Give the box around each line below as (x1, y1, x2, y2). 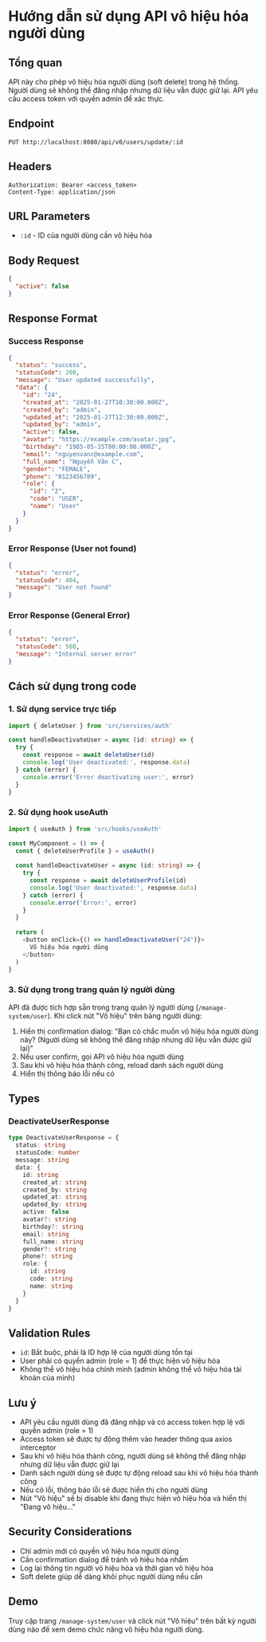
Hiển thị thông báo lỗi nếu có (19, 1069, 115, 1078)
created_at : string (22, 1178, 88, 1187)
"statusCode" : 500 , (15, 643, 80, 651)
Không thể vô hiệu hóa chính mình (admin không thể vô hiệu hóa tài (19, 1364, 242, 1374)
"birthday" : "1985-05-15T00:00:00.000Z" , (22, 443, 162, 451)
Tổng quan (8, 56, 63, 69)
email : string (22, 1230, 69, 1238)
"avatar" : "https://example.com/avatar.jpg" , (22, 435, 177, 443)
